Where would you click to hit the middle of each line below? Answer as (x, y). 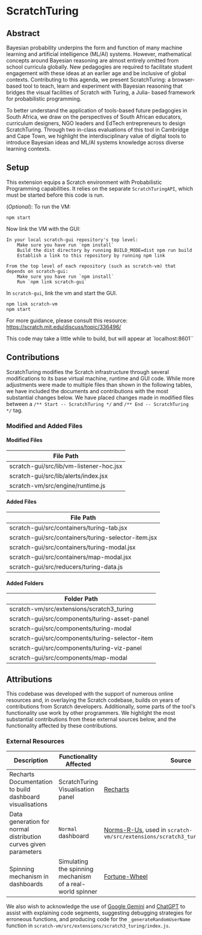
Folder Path (81, 599)
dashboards (26, 884)
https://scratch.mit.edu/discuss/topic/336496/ (64, 326)
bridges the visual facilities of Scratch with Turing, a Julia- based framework (101, 92)
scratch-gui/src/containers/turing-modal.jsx (73, 547)
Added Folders (25, 583)
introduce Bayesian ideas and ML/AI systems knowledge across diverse (95, 142)
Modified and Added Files (44, 426)
